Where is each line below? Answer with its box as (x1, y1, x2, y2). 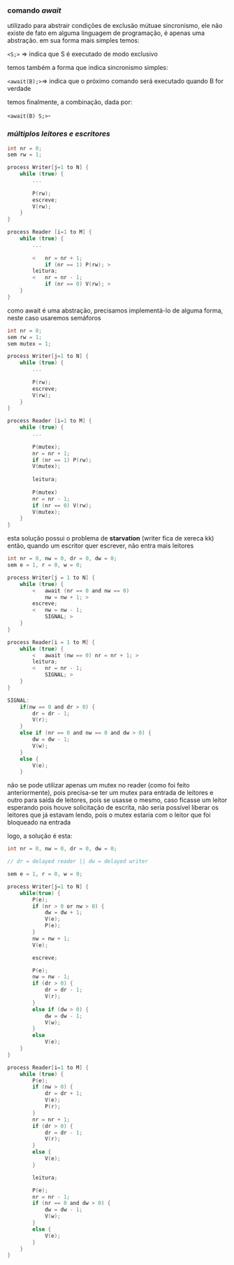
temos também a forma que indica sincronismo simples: (7, 64, 169, 72)
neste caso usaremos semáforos (7, 313, 101, 322)
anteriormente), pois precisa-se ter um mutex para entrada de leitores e (7, 789, 214, 797)
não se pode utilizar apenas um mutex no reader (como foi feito (7, 781, 190, 789)
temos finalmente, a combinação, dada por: (7, 98, 133, 106)
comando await (7, 6, 61, 15)
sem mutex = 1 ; (7, 340, 52, 348)
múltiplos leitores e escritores (7, 129, 110, 138)
